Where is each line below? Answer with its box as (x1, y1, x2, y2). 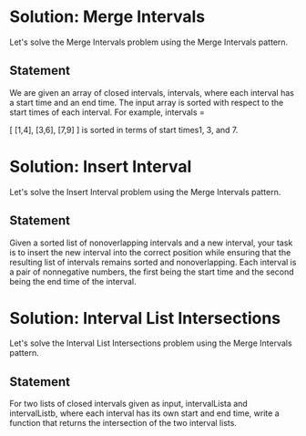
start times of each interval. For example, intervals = (9, 107, 205, 118)
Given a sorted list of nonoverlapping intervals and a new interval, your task (9, 237, 293, 248)
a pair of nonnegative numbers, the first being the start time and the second (9, 266, 294, 277)
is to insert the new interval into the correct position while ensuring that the (9, 246, 291, 257)
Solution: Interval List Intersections (9, 307, 281, 328)
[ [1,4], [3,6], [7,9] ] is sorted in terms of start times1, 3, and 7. (9, 124, 239, 135)
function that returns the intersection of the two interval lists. (9, 418, 237, 429)
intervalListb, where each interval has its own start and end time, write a (9, 408, 280, 419)
